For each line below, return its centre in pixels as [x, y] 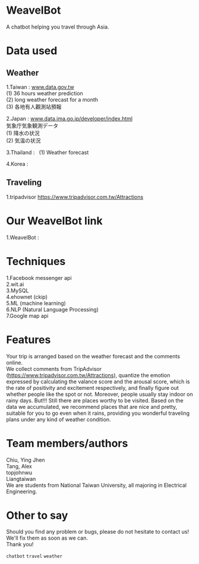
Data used [32, 51]
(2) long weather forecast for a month [52, 99]
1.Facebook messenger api [39, 278]
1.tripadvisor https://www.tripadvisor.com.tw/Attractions [75, 197]
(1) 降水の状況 [23, 133]
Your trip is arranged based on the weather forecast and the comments [93, 356]
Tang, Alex [19, 466]
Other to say [37, 515]
